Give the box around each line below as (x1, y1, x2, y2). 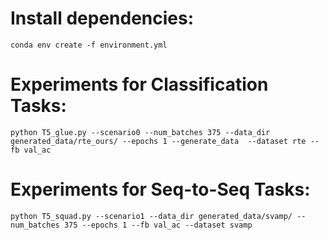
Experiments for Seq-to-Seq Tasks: (10, 178, 311, 201)
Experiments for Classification (10, 73, 269, 96)
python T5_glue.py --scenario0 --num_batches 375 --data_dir (10, 127, 271, 137)
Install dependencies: (10, 7, 195, 30)
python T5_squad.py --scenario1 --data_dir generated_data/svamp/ (10, 211, 293, 221)
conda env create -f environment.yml (10, 40, 168, 50)
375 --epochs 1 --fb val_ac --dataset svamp (63, 220, 253, 230)
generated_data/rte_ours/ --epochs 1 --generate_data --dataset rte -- (10, 136, 320, 146)
